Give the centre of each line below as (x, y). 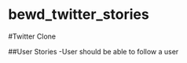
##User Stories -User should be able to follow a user (93, 51)
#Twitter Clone (32, 36)
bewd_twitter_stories (79, 15)
